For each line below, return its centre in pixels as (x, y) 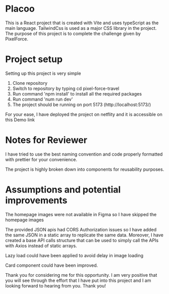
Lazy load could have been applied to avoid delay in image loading (74, 255)
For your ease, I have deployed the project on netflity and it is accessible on (84, 114)
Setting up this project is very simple (43, 73)
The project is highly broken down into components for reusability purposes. (85, 169)
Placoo (20, 9)
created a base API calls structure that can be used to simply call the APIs (82, 240)
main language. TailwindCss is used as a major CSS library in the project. (81, 28)
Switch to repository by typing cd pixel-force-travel (66, 88)
